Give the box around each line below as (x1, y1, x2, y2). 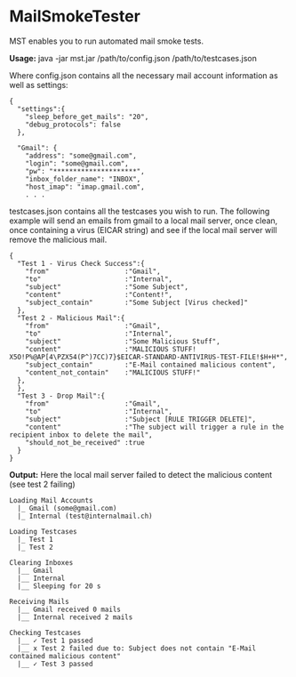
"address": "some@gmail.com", (25, 151, 138, 160)
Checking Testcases (9, 628, 82, 637)
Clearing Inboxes (9, 558, 74, 567)
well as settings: (9, 79, 68, 90)
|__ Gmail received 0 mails (17, 605, 122, 614)
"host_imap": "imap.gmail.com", (25, 182, 145, 191)
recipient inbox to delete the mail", (9, 430, 153, 439)
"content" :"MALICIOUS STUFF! (25, 344, 197, 353)
